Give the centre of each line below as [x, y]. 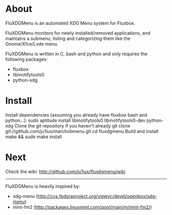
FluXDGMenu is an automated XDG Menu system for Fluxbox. [70, 23]
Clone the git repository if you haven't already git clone [72, 125]
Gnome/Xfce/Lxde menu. [32, 44]
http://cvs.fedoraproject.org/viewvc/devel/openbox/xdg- [97, 196]
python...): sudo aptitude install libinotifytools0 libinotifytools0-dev [76, 120]
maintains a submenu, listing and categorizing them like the [68, 38]
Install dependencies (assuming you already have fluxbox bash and [76, 115]
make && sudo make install [34, 137]
